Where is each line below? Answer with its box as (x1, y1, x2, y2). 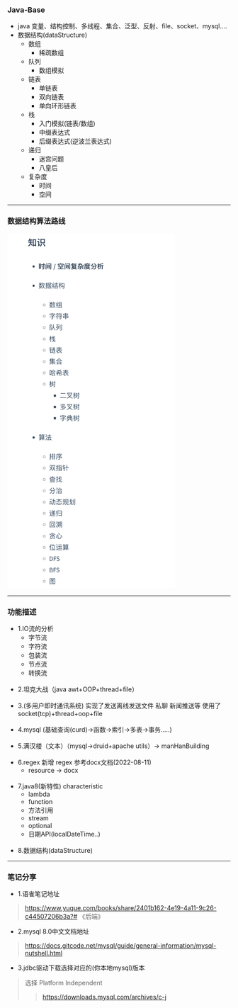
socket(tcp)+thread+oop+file (17, 709, 103, 718)
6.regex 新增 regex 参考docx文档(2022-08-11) (17, 758, 152, 766)
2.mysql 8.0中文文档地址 (17, 927, 90, 936)
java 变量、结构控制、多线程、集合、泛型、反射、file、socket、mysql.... (17, 22, 227, 30)
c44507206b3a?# (24, 912, 78, 921)
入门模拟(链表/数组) (38, 119, 96, 128)
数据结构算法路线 (7, 216, 66, 226)
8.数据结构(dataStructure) (17, 846, 93, 854)
